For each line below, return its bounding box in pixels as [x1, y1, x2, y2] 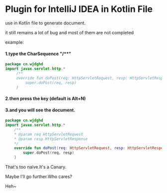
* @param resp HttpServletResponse [14, 136, 88, 141]
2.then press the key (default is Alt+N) [5, 96, 86, 101]
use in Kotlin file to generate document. [5, 20, 86, 26]
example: [5, 39, 24, 45]
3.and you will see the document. [5, 107, 76, 113]
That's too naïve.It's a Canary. [5, 164, 67, 170]
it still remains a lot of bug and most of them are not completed [5, 29, 134, 35]
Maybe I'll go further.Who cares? [5, 174, 73, 180]
